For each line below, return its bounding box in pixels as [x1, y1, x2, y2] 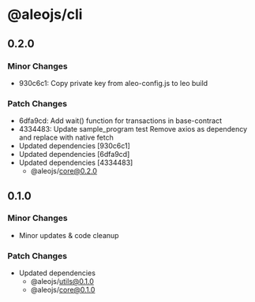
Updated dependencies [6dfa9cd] [18, 150, 130, 159]
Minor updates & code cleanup [18, 230, 119, 240]
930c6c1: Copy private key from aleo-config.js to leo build [18, 78, 208, 88]
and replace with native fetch [18, 132, 114, 143]
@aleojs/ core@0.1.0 [30, 285, 96, 295]
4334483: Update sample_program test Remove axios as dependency [18, 125, 248, 134]
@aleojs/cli [7, 6, 83, 24]
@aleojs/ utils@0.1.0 [30, 277, 94, 286]
